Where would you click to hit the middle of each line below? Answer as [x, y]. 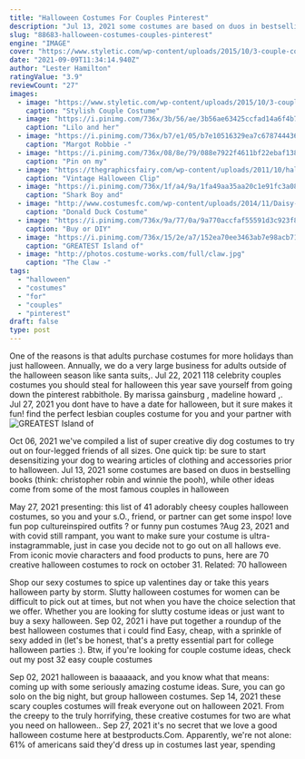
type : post [30, 330]
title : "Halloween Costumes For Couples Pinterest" [109, 18]
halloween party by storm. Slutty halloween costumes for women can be [145, 592]
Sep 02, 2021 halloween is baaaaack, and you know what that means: [139, 677]
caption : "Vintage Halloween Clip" [93, 178]
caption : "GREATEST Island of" [85, 246]
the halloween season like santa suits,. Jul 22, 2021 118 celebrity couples [145, 375]
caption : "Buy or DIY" [69, 229]
